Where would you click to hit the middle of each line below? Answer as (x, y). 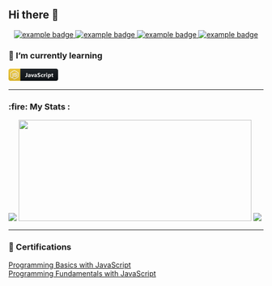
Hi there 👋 (34, 15)
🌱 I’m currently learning (55, 55)
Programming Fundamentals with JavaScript (82, 273)
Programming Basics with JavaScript (70, 265)
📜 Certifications (40, 247)
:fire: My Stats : (39, 107)
